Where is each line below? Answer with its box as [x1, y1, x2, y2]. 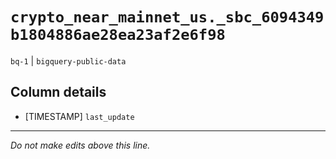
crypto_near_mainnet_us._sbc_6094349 [10, 8, 325, 27]
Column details [10, 84, 107, 101]
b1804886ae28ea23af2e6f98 [10, 26, 226, 45]
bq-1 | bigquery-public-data [10, 54, 127, 67]
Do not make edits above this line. [10, 139, 151, 151]
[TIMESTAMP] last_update [24, 110, 135, 122]
